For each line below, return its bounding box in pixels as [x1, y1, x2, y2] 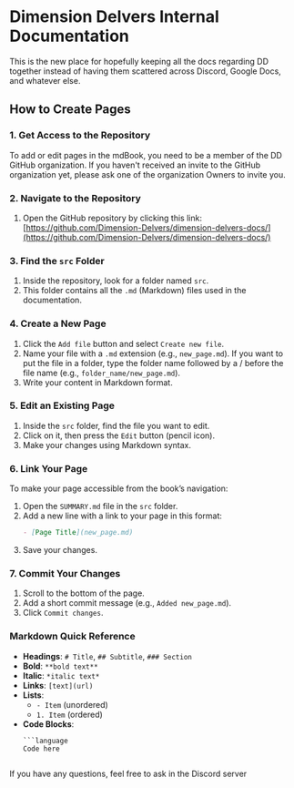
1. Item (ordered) [35, 709, 103, 720]
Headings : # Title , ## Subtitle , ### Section [22, 650, 193, 661]
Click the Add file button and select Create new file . [22, 338, 225, 349]
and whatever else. [9, 75, 81, 86]
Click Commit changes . [22, 608, 104, 619]
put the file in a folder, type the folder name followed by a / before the [22, 357, 284, 368]
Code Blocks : [22, 718, 75, 730]
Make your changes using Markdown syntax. [22, 439, 192, 450]
